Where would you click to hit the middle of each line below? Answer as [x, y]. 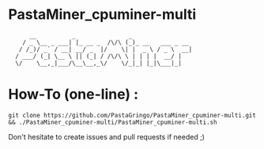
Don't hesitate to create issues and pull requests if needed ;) [107, 136]
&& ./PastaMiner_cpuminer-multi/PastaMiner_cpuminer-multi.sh [113, 122]
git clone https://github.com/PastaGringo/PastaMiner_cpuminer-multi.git [132, 115]
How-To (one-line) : [74, 94]
